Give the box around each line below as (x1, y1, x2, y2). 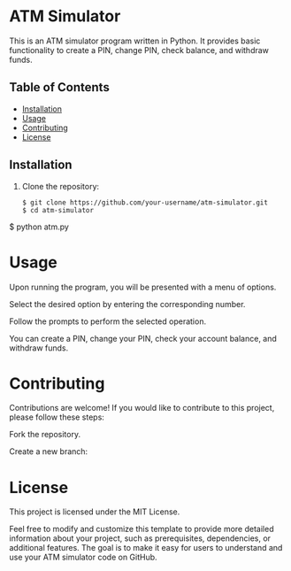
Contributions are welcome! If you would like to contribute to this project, (9, 403, 275, 413)
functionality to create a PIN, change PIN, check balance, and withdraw (9, 44, 270, 55)
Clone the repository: (21, 181, 100, 191)
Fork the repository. (9, 429, 81, 440)
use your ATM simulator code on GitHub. (9, 552, 157, 563)
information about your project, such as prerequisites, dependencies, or (9, 533, 272, 544)
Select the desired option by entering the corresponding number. (9, 298, 246, 309)
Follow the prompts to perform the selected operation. (9, 316, 206, 327)
